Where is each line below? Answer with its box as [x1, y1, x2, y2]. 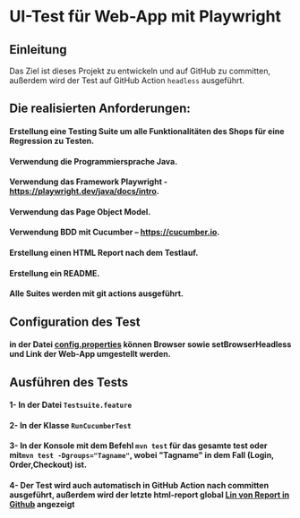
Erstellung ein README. [9, 267, 100, 278]
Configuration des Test [9, 314, 141, 329]
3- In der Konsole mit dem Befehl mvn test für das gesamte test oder [9, 440, 268, 451]
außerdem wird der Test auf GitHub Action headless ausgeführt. [9, 75, 244, 86]
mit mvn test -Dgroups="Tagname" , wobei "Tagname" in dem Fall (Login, [9, 450, 275, 461]
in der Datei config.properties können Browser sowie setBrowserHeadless [9, 339, 292, 350]
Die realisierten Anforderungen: [9, 101, 191, 116]
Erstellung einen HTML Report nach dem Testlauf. [9, 247, 199, 258]
